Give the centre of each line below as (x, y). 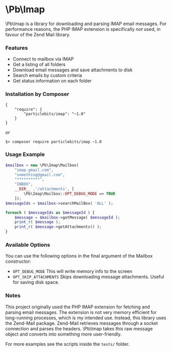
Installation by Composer (37, 94)
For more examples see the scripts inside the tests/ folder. (68, 344)
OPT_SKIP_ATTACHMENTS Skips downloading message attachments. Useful (89, 277)
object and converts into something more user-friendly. (63, 334)
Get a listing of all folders (39, 65)
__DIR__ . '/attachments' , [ (44, 189)
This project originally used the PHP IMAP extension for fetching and (78, 307)
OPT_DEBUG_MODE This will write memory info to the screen (72, 271)
